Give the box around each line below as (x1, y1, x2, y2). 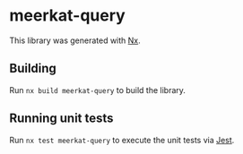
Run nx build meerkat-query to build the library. (9, 84, 187, 95)
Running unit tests (9, 111, 114, 126)
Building (9, 61, 56, 76)
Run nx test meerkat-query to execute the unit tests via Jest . (9, 134, 235, 145)
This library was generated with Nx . (9, 35, 141, 46)
